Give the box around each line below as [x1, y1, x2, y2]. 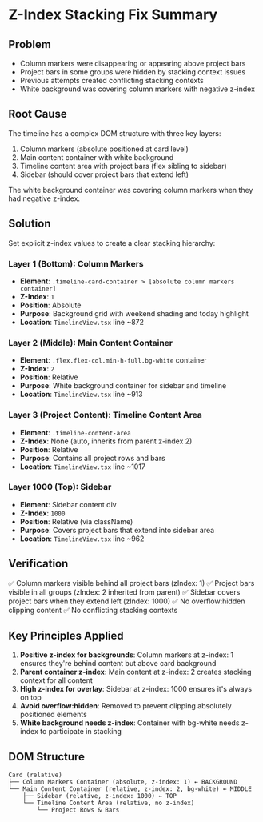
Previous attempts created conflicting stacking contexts [19, 76, 204, 85]
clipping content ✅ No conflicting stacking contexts [8, 605, 178, 615]
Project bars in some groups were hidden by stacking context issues [19, 67, 246, 77]
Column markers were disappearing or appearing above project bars [19, 58, 246, 68]
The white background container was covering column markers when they [8, 185, 253, 194]
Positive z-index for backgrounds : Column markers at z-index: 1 [19, 650, 234, 660]
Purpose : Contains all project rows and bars [19, 453, 165, 463]
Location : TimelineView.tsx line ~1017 [19, 462, 146, 471]
